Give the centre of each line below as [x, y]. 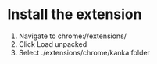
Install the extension [75, 14]
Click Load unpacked [53, 44]
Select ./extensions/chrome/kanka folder [84, 52]
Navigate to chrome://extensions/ [72, 36]
